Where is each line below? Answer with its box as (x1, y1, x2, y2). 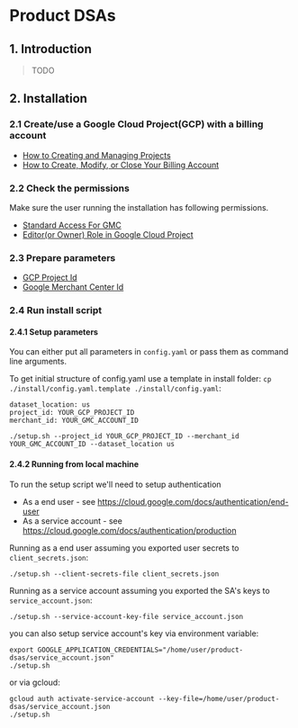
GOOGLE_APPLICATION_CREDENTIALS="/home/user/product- (37, 645, 244, 654)
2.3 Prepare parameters (9, 251, 116, 264)
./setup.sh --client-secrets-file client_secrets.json (9, 569, 220, 579)
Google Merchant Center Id (22, 282, 124, 292)
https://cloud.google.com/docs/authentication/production (22, 525, 237, 535)
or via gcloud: (9, 677, 60, 688)
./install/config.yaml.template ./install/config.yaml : (9, 383, 222, 394)
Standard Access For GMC (22, 220, 122, 230)
